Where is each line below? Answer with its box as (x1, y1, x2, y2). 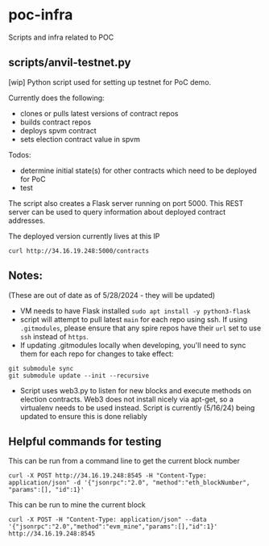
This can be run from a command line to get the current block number (8, 456, 240, 466)
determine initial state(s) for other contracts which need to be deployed (19, 166, 258, 175)
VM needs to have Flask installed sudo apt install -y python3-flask (19, 305, 251, 316)
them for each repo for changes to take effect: (19, 349, 174, 359)
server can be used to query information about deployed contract (8, 207, 226, 216)
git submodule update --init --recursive (8, 372, 150, 380)
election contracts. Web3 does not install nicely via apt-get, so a (19, 394, 234, 404)
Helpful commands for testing (8, 435, 162, 448)
